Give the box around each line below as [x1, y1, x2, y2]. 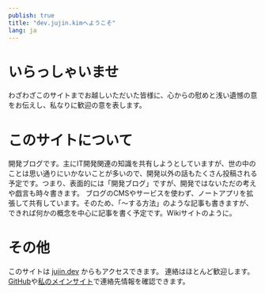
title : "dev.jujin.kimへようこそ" [8, 19, 116, 27]
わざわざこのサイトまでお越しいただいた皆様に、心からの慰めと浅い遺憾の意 [8, 90, 258, 100]
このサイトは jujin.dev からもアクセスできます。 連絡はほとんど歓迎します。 [8, 267, 255, 276]
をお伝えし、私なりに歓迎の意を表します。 [8, 101, 146, 110]
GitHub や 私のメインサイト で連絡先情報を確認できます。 [8, 276, 190, 286]
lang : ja [8, 26, 37, 34]
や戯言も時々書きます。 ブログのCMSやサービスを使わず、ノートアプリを [8, 188, 247, 198]
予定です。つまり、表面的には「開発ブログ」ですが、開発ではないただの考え [8, 179, 257, 188]
